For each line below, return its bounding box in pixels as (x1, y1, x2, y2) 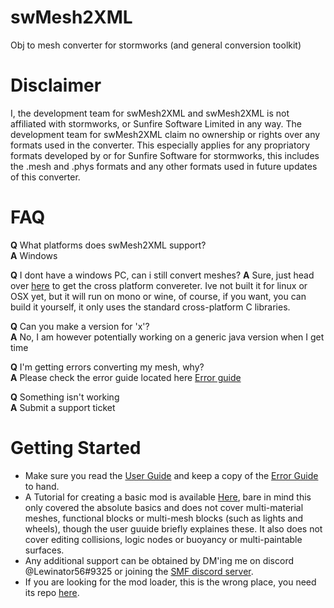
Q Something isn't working (10, 391, 120, 403)
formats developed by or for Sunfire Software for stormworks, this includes (10, 149, 320, 161)
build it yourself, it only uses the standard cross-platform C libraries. (10, 301, 291, 313)
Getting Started (10, 437, 142, 459)
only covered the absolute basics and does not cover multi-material (24, 501, 304, 513)
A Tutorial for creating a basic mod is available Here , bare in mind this (24, 491, 312, 503)
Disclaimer (10, 74, 102, 97)
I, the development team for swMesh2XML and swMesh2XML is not (10, 107, 290, 119)
